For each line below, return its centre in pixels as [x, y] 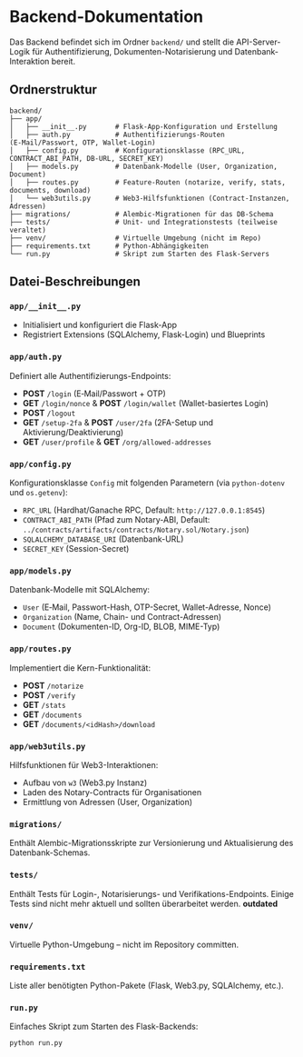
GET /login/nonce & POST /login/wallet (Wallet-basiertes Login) [146, 403]
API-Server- [258, 42]
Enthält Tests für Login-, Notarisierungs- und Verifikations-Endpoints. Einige [152, 893]
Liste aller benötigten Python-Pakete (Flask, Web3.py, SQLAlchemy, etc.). [147, 986]
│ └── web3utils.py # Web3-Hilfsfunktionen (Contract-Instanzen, [150, 198]
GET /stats [44, 704]
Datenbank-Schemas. [50, 853]
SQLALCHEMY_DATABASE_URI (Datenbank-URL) [103, 539]
